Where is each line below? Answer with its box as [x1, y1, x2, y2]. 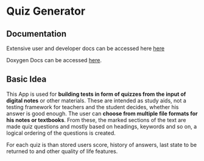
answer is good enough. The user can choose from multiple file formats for [6, 110, 198, 117]
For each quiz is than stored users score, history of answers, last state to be [6, 141, 197, 148]
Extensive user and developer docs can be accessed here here [6, 45, 165, 52]
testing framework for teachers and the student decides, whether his [6, 103, 179, 110]
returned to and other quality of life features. [6, 148, 118, 155]
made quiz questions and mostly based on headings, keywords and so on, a [6, 123, 197, 130]
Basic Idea [6, 74, 47, 85]
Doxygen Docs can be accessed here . [6, 57, 102, 63]
